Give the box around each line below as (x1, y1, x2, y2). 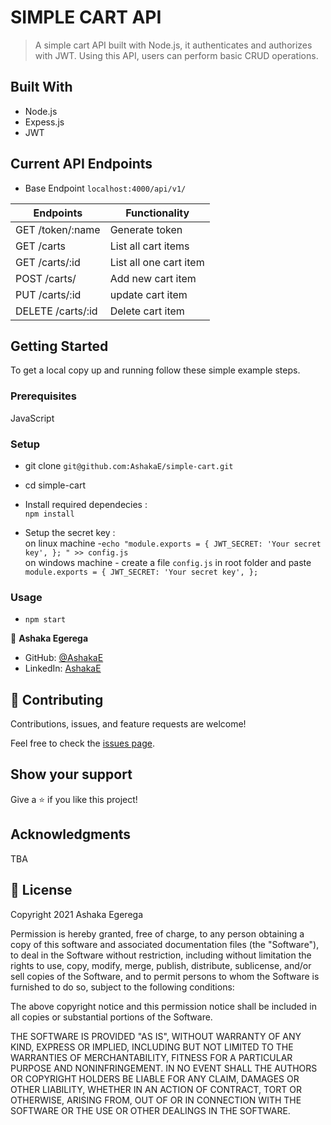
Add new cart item (109, 271, 197, 285)
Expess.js (24, 116, 65, 128)
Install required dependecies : (24, 498, 148, 510)
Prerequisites (10, 389, 77, 403)
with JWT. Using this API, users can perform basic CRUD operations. (34, 49, 319, 61)
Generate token (109, 222, 183, 236)
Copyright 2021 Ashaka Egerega (10, 908, 143, 920)
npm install (24, 509, 75, 519)
